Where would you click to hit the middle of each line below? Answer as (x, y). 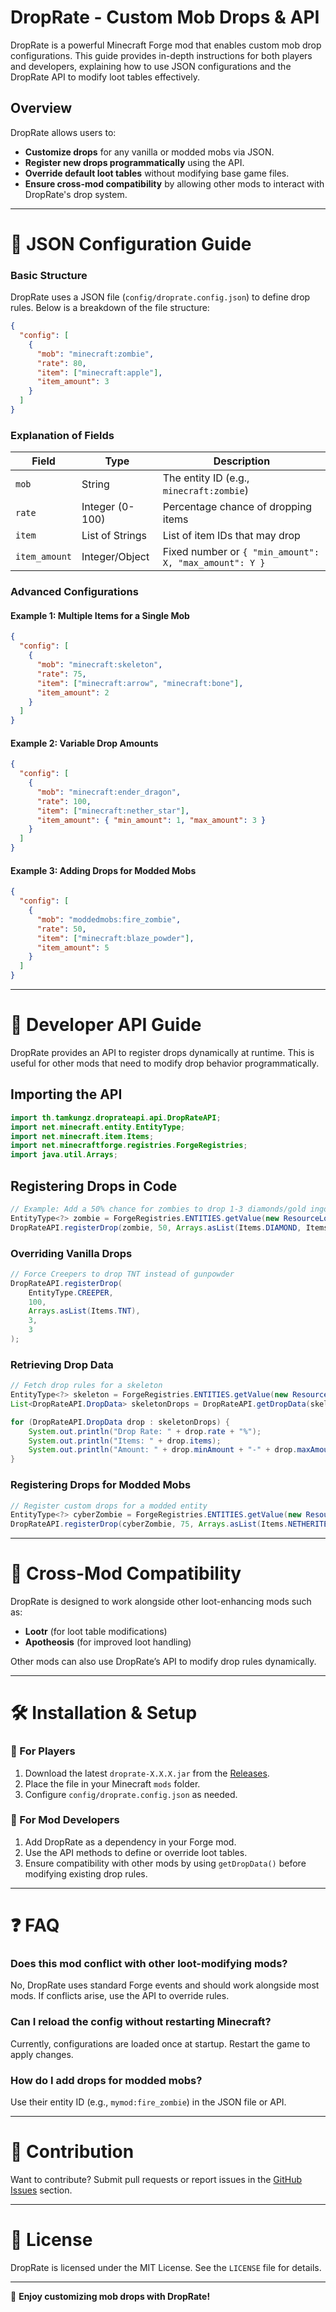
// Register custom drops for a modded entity (109, 1506)
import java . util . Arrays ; (64, 1155)
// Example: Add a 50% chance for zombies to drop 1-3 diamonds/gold (158, 1209)
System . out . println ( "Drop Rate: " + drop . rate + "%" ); (145, 1431)
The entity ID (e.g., (206, 478)
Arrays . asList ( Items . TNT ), (84, 1311)
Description (242, 461)
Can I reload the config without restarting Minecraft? (141, 2022)
